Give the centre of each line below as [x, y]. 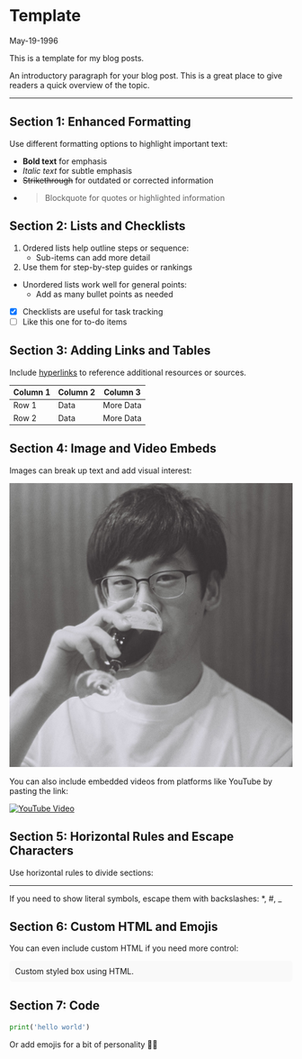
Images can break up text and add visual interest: [101, 470]
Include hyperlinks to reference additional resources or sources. [128, 372]
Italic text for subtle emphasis [77, 170]
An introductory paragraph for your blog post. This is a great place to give [146, 75]
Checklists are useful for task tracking [93, 311]
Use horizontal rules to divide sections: [82, 872]
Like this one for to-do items [75, 322]
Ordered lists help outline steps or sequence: [106, 248]
